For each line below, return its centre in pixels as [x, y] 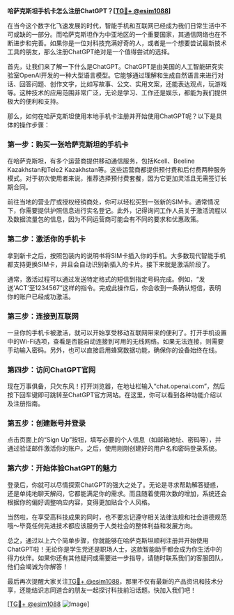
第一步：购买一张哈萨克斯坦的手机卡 [68, 144]
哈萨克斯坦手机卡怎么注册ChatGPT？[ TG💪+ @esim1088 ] [89, 11]
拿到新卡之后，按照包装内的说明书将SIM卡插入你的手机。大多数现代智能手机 [117, 255]
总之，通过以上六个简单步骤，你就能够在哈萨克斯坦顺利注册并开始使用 [108, 540]
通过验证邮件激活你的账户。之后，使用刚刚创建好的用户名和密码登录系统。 [114, 449]
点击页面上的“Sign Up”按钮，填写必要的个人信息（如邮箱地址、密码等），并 [114, 440]
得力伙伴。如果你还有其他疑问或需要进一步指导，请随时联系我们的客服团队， [117, 558]
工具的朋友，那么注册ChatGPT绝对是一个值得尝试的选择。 [91, 52]
